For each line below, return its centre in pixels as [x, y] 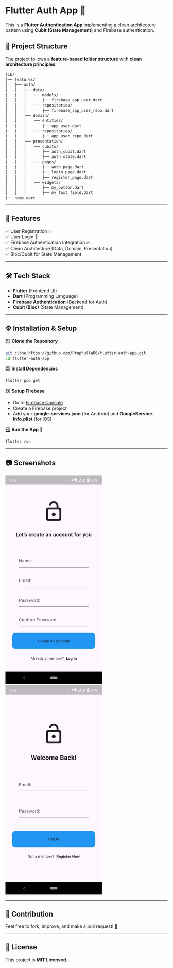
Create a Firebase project [40, 408]
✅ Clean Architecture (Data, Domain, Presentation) [59, 248]
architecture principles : [31, 64]
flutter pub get [23, 380]
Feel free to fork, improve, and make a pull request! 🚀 [62, 926]
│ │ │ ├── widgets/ [33, 182]
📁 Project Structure [37, 47]
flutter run [18, 441]
